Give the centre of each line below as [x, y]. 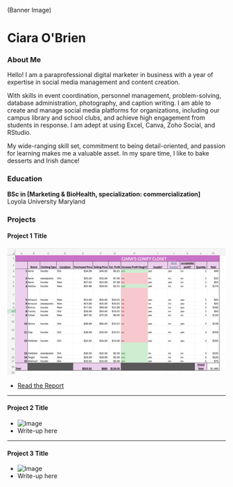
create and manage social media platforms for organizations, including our [113, 110]
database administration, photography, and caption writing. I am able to [109, 103]
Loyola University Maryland [46, 201]
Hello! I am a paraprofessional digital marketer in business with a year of [110, 75]
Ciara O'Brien [47, 38]
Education [25, 179]
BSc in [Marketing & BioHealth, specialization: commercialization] [104, 194]
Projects [21, 220]
